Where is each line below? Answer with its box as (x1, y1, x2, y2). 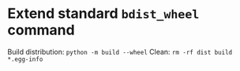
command (7, 21, 76, 39)
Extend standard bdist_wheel (7, 5, 200, 23)
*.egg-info (7, 55, 43, 63)
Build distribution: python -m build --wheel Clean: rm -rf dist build (7, 47, 233, 56)
